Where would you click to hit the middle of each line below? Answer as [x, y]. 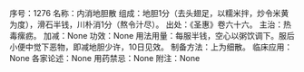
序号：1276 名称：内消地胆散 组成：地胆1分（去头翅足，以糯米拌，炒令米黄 [149, 13]
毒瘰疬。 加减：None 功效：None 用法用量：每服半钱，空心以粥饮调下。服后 [152, 36]
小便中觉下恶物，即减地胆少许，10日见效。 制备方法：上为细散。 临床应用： [151, 47]
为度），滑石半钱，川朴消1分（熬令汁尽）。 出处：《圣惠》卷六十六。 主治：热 [151, 24]
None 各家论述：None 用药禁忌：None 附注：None [105, 58]
